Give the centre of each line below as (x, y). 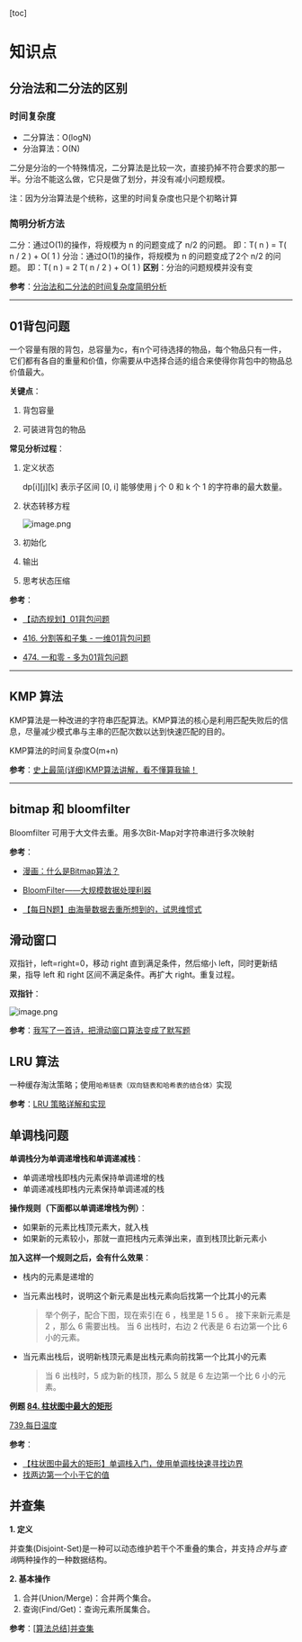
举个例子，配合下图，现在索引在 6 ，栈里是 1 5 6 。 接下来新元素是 (168, 1315)
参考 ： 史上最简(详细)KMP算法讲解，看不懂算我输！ (104, 770)
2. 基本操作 (30, 1578)
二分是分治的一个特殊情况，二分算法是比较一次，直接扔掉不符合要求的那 (143, 167)
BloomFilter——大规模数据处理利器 (87, 889)
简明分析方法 (37, 223)
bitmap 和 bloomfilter (70, 809)
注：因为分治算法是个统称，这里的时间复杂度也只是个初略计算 (124, 198)
